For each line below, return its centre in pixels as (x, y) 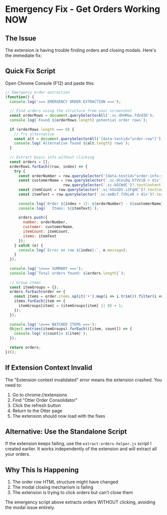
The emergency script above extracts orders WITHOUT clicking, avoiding (80, 502)
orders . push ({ (33, 218)
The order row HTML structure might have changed (65, 482)
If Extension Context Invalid (49, 368)
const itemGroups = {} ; (34, 287)
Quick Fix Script (30, 71)
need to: (14, 385)
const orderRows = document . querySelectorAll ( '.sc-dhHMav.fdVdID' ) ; (82, 116)
